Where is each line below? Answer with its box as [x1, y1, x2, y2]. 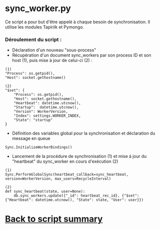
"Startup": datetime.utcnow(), [14, 105, 79, 110]
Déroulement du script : [5, 36, 62, 43]
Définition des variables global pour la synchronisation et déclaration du [12, 130, 156, 136]
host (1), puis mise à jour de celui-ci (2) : [12, 58, 93, 63]
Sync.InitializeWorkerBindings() [5, 145, 73, 150]
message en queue [12, 136, 51, 141]
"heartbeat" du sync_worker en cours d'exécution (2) [12, 158, 118, 165]
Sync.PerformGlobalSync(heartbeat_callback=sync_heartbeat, [5, 172, 129, 177]
